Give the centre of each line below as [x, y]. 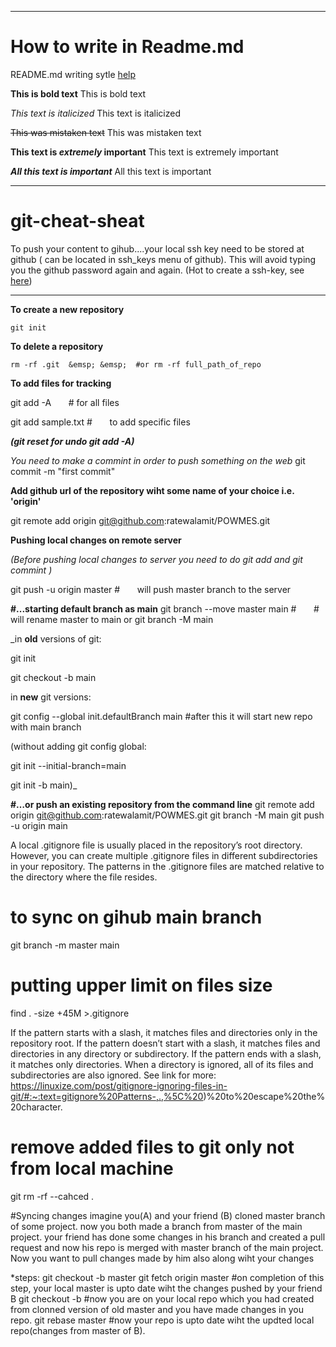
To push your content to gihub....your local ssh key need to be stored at [157, 248]
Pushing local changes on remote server [96, 540]
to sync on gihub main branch [136, 917]
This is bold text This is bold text [78, 93]
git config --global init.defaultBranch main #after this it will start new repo [161, 716]
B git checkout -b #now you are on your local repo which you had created [162, 1298]
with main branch [46, 727]
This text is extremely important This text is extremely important [144, 152]
